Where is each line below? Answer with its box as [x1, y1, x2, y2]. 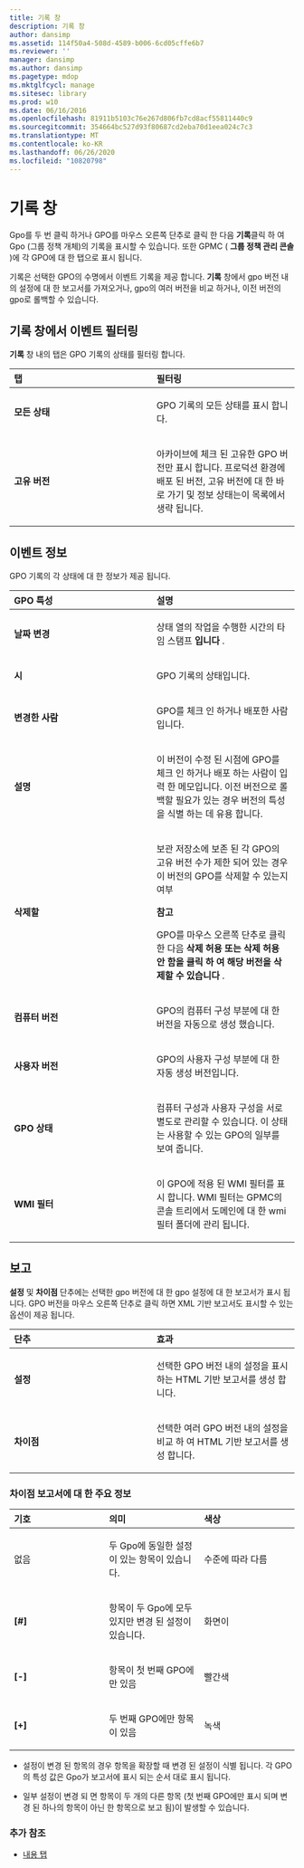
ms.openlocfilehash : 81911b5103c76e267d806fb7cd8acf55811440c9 [9, 114, 253, 123]
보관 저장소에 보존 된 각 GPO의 [157, 843, 280, 855]
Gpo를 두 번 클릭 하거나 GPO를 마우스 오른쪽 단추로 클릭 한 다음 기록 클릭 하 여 [9, 230, 285, 241]
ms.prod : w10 [9, 97, 59, 107]
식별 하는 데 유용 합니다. [166, 807, 263, 820]
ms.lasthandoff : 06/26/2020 [9, 148, 116, 157]
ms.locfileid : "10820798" [9, 156, 107, 166]
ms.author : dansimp [9, 64, 83, 73]
